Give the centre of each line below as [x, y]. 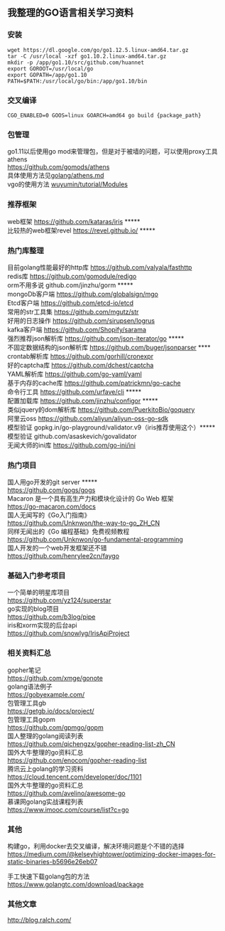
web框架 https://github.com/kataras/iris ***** [74, 221]
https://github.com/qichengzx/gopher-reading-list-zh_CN [91, 744]
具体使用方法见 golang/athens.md [56, 176]
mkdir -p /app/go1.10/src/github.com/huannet [76, 63]
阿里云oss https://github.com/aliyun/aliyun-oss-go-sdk [88, 418]
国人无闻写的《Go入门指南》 [49, 515]
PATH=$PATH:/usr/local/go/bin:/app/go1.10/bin [77, 81]
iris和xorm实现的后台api [42, 625]
